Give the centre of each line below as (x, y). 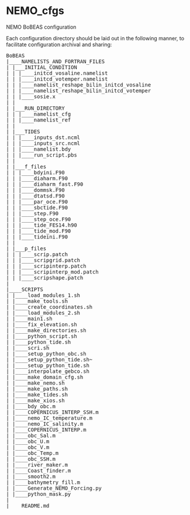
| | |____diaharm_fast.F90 (45, 184)
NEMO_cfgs (35, 11)
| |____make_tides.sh (37, 395)
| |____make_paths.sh (37, 389)
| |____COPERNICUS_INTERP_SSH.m (52, 412)
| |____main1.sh (29, 319)
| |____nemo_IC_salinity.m (45, 424)
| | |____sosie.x (31, 96)
